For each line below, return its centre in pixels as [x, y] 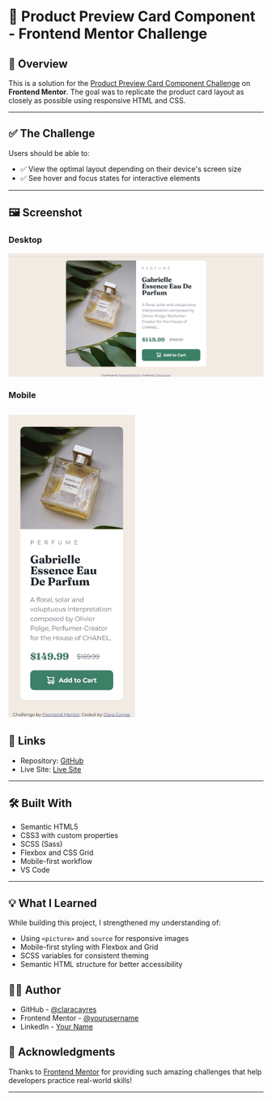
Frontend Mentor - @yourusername [79, 1018]
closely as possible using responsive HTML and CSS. [97, 100]
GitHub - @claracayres [58, 1009]
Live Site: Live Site [51, 769]
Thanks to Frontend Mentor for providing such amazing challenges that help [135, 1072]
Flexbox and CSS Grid [57, 853]
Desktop [25, 240]
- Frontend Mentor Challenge [108, 34]
